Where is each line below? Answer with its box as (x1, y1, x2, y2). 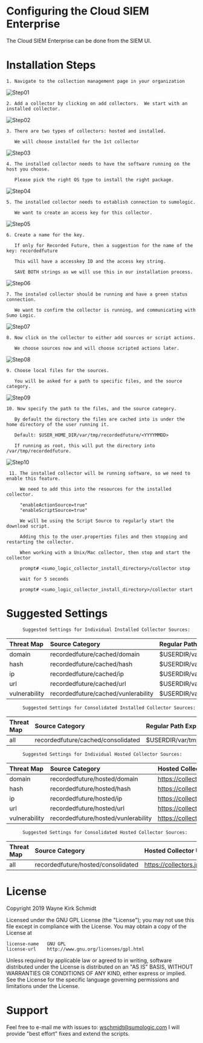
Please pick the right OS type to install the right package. (14, 176, 174, 182)
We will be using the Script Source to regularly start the (19, 518, 174, 524)
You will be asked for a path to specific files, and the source (14, 378, 182, 384)
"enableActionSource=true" (19, 502, 88, 508)
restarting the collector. (6, 539, 74, 545)
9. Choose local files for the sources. (6, 367, 110, 373)
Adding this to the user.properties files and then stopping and (19, 534, 188, 540)
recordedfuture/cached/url (50, 679, 126, 688)
